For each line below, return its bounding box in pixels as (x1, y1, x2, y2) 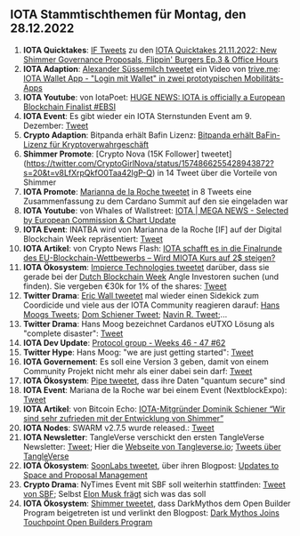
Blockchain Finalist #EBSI (22, 101, 117, 112)
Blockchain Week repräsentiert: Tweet (22, 233, 164, 244)
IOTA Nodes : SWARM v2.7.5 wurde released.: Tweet (22, 422, 215, 433)
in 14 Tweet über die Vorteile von (157, 167, 278, 178)
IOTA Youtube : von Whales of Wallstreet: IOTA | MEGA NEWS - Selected (22, 204, 288, 216)
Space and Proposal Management (22, 469, 148, 480)
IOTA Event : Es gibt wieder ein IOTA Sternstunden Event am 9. (22, 110, 252, 121)
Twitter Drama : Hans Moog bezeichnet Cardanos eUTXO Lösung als (22, 318, 275, 329)
